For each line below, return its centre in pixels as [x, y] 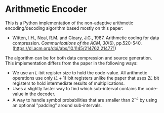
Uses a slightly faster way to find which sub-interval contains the [78, 88]
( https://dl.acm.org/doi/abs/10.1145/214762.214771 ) [64, 48]
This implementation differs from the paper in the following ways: [71, 63]
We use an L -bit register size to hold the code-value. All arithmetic [80, 72]
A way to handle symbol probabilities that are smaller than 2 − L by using [84, 99]
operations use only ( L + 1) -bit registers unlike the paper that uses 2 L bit [86, 78]
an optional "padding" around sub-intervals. [57, 105]
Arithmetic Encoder [46, 9]
